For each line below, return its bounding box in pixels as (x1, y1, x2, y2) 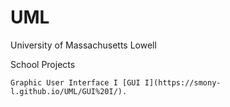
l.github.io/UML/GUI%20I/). (10, 86, 128, 96)
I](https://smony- (144, 77, 222, 88)
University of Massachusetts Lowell (10, 39, 157, 51)
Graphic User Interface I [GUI (10, 77, 141, 88)
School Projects (10, 58, 76, 70)
